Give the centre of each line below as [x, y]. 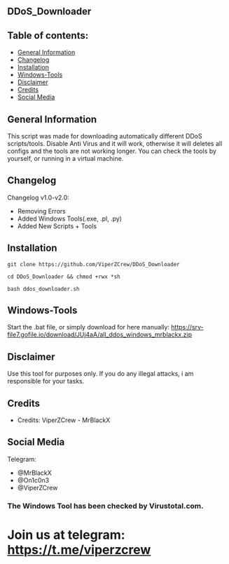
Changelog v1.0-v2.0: [39, 197]
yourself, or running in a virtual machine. [65, 159]
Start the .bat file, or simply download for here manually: [89, 327]
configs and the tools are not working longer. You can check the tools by [112, 151]
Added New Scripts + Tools [57, 226]
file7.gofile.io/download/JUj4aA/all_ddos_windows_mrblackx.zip [100, 335]
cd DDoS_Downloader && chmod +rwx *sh [64, 277]
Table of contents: [48, 35]
